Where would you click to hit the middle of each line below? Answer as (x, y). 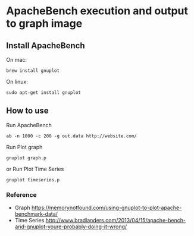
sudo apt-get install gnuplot (44, 93)
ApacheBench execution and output (97, 11)
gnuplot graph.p (26, 158)
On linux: (17, 82)
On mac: (17, 60)
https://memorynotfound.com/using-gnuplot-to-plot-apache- (107, 208)
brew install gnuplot (33, 71)
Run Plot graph (24, 147)
